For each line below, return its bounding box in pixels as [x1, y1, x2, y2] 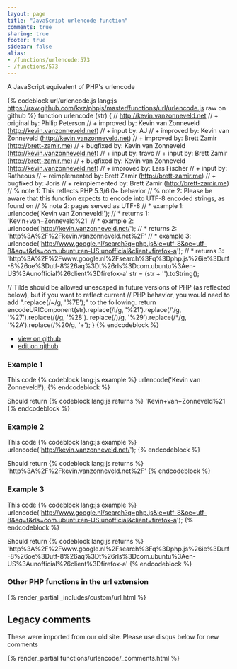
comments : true [7, 23, 52, 30]
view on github [17, 334, 62, 343]
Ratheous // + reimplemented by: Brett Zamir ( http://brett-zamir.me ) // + [7, 171, 216, 180]
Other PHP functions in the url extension [7, 577, 149, 587]
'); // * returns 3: [176, 246, 224, 255]
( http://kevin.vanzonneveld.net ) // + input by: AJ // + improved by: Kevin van [7, 126, 230, 135]
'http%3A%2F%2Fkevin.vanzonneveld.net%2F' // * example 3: [7, 231, 192, 240]
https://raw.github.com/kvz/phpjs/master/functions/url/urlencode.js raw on [7, 103, 226, 112]
